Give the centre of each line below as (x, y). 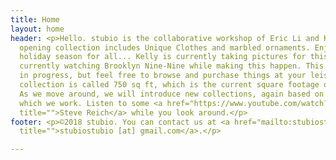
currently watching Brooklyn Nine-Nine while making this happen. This (172, 66)
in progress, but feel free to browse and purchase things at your (163, 76)
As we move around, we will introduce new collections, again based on (172, 94)
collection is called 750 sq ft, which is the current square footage (169, 85)
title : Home (35, 19)
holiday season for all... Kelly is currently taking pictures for (163, 57)
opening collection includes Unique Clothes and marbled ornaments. (165, 47)
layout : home (37, 29)
